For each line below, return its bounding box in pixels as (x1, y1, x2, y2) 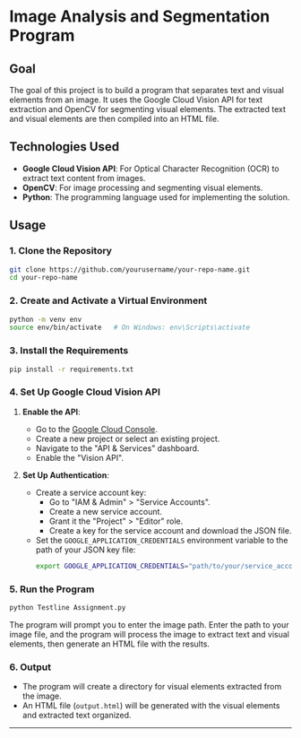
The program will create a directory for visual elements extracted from (21, 682, 282, 692)
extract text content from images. (21, 172, 146, 183)
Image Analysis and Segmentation (9, 6, 271, 27)
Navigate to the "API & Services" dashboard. (35, 442, 200, 454)
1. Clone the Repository (9, 245, 112, 257)
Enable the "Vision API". (35, 452, 124, 463)
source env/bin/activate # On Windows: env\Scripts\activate (9, 323, 251, 333)
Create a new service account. (48, 506, 163, 517)
